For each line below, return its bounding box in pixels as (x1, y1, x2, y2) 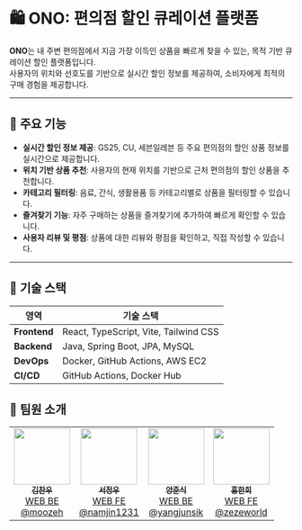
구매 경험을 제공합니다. (9, 78, 89, 90)
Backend (13, 339, 52, 352)
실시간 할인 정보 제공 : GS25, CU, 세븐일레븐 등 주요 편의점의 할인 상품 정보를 (22, 141, 289, 153)
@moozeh (21, 506, 64, 518)
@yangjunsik (148, 506, 204, 518)
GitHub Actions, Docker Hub (62, 369, 182, 382)
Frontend (13, 325, 54, 337)
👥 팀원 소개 (9, 401, 67, 417)
